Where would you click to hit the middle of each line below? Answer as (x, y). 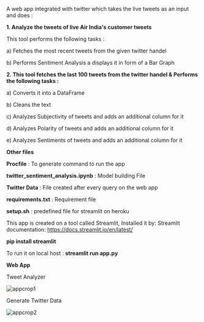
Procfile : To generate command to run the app (66, 164)
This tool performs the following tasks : (56, 39)
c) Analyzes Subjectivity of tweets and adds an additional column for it (95, 116)
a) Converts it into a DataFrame (46, 93)
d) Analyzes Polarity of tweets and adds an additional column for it (90, 128)
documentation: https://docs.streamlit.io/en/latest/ (70, 229)
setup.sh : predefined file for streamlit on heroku (68, 211)
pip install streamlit (31, 241)
